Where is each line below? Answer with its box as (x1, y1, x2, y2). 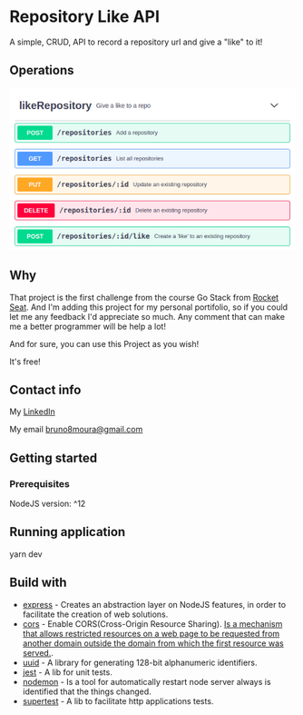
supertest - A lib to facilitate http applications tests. (22, 695, 214, 706)
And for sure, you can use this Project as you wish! (9, 338, 200, 349)
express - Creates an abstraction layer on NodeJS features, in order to (22, 599, 287, 610)
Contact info (9, 382, 82, 397)
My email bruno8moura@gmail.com (9, 424, 143, 435)
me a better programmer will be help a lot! (9, 321, 166, 332)
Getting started (9, 450, 98, 465)
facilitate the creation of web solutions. (22, 609, 169, 620)
